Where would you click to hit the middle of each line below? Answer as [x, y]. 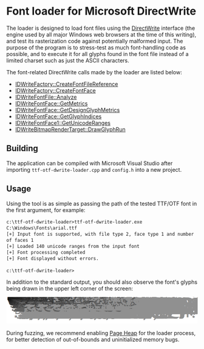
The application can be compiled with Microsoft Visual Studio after [90, 163]
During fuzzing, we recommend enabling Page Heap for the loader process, [101, 333]
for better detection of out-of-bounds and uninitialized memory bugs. [93, 340]
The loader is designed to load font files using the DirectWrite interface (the [101, 28]
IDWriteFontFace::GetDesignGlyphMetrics [67, 110]
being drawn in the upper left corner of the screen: [70, 288]
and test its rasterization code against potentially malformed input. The [95, 41]
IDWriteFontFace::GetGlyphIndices [58, 116]
